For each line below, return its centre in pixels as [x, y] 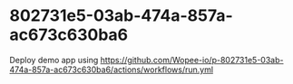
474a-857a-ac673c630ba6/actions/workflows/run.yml [112, 70]
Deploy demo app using [54, 60]
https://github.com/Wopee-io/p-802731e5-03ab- [192, 60]
